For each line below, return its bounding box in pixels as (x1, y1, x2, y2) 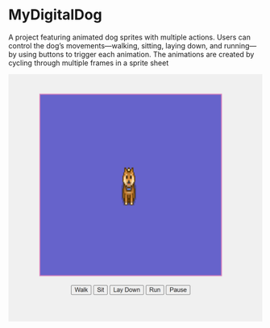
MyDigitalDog (8, 6, 102, 24)
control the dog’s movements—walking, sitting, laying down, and (8, 40, 223, 50)
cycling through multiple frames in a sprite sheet (8, 58, 169, 68)
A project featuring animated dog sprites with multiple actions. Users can (8, 32, 251, 42)
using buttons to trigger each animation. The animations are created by (19, 49, 255, 59)
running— (224, 40, 257, 50)
